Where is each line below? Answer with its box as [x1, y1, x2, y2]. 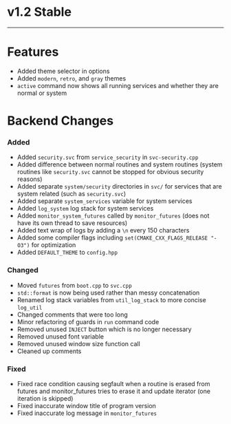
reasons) [16, 175, 43, 183]
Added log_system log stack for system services [16, 204, 154, 213]
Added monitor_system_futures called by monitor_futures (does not [16, 211, 210, 220]
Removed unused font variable [16, 332, 104, 341]
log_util [16, 304, 43, 311]
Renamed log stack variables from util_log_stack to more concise [16, 295, 206, 304]
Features [7, 44, 59, 60]
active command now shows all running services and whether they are [16, 81, 219, 89]
